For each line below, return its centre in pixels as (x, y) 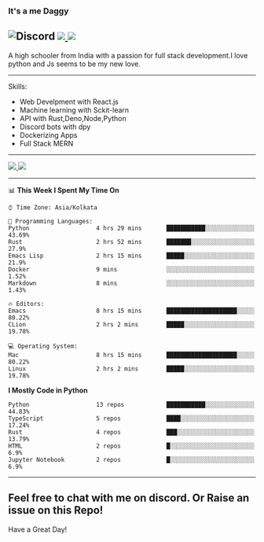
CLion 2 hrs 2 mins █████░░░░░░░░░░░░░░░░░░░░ (132, 324)
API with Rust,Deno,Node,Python (73, 118)
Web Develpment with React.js (69, 101)
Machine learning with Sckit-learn (74, 110)
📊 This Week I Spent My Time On (64, 190)
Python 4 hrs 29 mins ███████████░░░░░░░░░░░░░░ (132, 228)
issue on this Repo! (56, 510)
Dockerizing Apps (48, 135)
